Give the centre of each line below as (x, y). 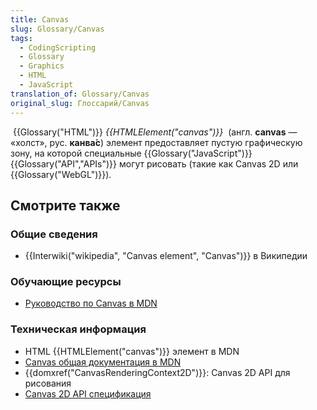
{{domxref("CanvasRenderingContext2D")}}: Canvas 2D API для (157, 372)
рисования (48, 383)
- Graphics (42, 66)
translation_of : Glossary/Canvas (80, 94)
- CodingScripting (58, 47)
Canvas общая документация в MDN (103, 362)
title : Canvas (40, 19)
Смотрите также (65, 205)
